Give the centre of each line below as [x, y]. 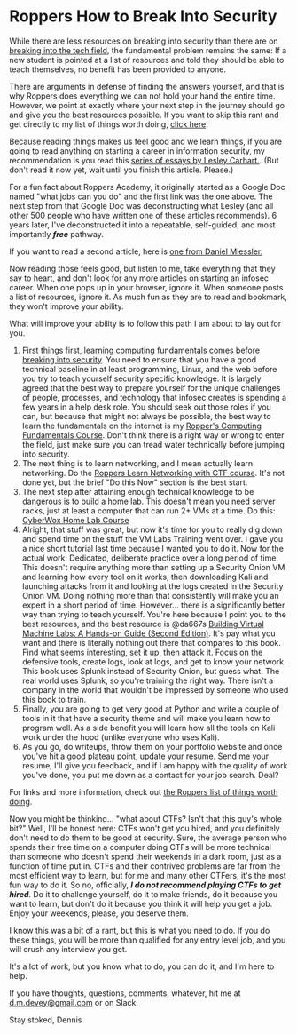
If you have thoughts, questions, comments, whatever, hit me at [125, 993]
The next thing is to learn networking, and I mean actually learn [137, 463]
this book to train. [54, 699]
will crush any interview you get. [68, 949]
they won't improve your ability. [66, 306]
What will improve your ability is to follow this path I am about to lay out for [145, 323]
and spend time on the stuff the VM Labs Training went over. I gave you [152, 538]
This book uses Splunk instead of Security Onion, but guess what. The [151, 671]
